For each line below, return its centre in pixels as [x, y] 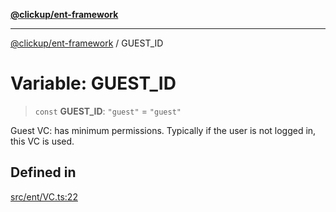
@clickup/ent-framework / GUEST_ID [87, 43]
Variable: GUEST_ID [93, 83]
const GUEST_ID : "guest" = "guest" [108, 111]
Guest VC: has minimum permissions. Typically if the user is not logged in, [163, 130]
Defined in [43, 172]
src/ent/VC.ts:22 [44, 196]
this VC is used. [42, 141]
